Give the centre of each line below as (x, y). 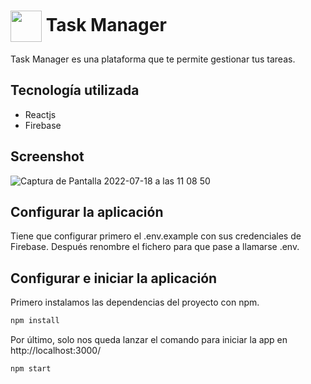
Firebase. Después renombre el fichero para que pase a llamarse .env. (155, 247)
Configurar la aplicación (87, 211)
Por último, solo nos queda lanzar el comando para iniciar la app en (149, 340)
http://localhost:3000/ (56, 351)
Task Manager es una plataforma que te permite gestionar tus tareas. (153, 59)
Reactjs (40, 114)
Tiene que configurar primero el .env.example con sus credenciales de (156, 236)
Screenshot (47, 156)
